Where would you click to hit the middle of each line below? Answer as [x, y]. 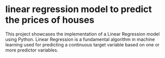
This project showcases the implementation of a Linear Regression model [82, 34]
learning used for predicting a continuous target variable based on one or [82, 44]
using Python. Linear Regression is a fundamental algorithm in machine [80, 39]
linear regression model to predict [79, 9]
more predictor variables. [32, 50]
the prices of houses [50, 20]
